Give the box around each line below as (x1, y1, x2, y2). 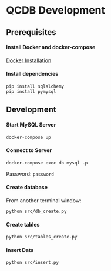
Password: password (6, 170, 55, 178)
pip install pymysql (6, 88, 57, 95)
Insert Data (6, 246, 34, 253)
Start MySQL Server (6, 121, 56, 128)
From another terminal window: (6, 196, 82, 204)
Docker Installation (6, 57, 52, 64)
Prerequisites (6, 27, 56, 37)
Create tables (6, 221, 40, 228)
